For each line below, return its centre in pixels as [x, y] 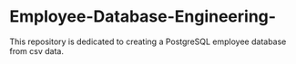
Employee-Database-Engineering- [143, 17]
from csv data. [36, 50]
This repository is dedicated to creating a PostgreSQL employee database [148, 41]
